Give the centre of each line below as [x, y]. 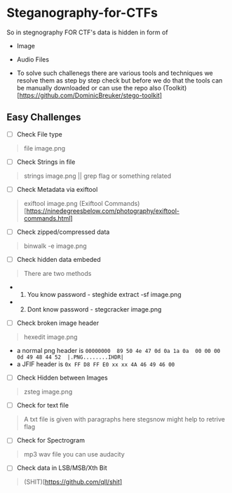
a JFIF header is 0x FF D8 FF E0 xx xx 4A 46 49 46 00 [96, 364]
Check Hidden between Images [62, 378]
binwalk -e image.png [55, 246]
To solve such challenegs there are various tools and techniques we [115, 73]
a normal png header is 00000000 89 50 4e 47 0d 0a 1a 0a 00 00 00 [118, 351]
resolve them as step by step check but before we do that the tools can [120, 80]
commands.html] [48, 218]
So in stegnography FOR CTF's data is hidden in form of [88, 32]
